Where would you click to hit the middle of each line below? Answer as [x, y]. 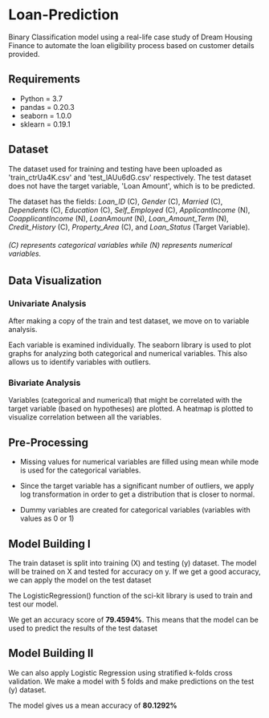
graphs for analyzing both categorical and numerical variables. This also [128, 354]
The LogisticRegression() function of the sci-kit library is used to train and [130, 595]
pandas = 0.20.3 [47, 107]
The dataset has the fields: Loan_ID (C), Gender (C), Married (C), [116, 201]
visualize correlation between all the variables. [85, 417]
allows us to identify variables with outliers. [79, 362]
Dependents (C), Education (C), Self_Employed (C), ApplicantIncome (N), [129, 209]
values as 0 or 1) [47, 518]
